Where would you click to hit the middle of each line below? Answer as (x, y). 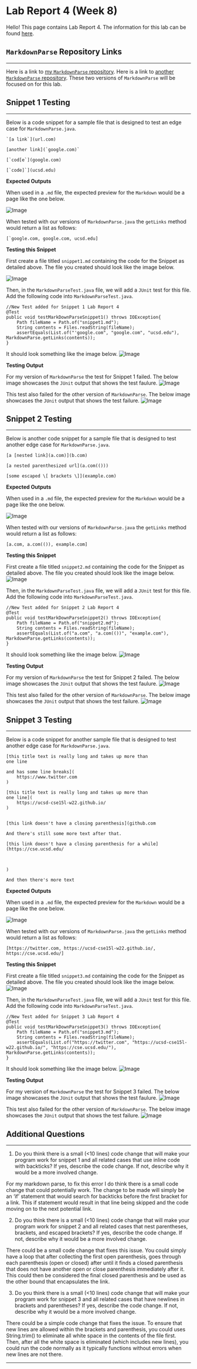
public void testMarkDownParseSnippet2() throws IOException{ (84, 618)
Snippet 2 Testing (39, 419)
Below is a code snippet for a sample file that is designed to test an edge (94, 122)
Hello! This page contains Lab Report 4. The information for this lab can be (96, 27)
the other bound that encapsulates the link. (58, 1281)
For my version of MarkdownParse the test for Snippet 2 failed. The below (93, 677)
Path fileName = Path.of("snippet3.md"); (68, 1032)
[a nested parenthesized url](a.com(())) (57, 466)
